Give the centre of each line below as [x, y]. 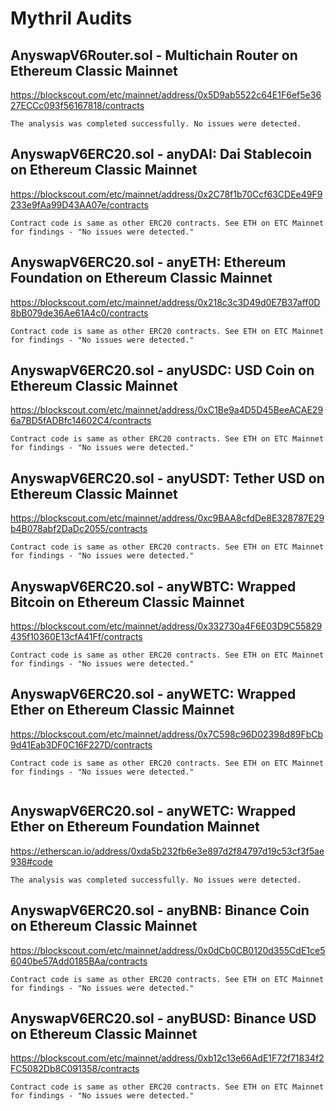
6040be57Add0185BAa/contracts [79, 961]
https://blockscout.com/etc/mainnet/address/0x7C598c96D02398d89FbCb [167, 734]
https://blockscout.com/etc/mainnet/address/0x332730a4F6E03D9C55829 [166, 626]
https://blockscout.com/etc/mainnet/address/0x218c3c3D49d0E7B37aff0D [165, 302]
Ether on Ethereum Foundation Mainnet [135, 827]
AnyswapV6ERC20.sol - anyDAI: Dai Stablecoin [161, 154]
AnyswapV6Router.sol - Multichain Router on [154, 55]
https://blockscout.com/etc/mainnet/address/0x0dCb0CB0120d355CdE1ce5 [168, 950]
